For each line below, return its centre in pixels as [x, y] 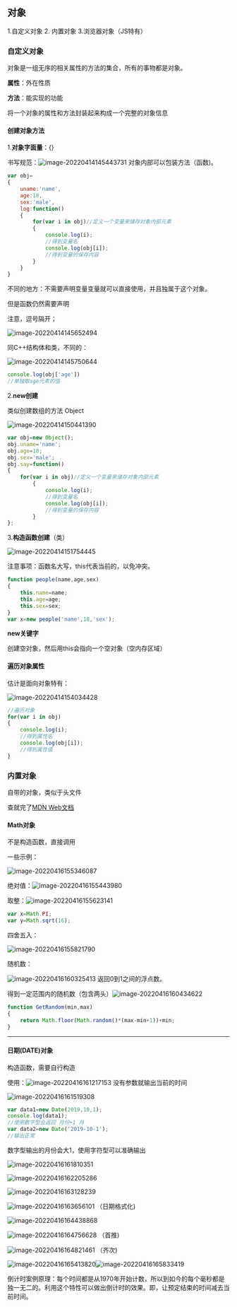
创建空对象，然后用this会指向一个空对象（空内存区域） [87, 648]
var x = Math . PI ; [30, 914]
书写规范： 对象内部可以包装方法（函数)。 [112, 163]
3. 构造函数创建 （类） [38, 538]
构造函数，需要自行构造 [41, 1067]
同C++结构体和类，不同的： [48, 348]
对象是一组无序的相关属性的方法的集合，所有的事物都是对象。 [97, 68]
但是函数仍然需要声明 [38, 304]
